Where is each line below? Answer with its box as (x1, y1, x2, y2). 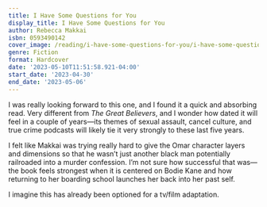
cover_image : (8, 41, 52, 49)
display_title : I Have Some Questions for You (8, 19, 165, 27)
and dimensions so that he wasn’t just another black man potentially (8, 148, 230, 159)
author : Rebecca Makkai (8, 26, 87, 34)
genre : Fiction (8, 48, 59, 56)
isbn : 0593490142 (8, 33, 66, 42)
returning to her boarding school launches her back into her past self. (8, 174, 236, 183)
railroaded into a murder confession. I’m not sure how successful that (8, 157, 236, 167)
